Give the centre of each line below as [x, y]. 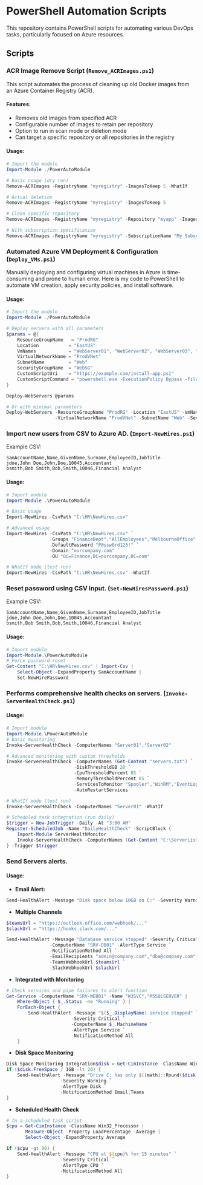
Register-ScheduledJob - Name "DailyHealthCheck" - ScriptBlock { [89, 829]
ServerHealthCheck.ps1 [40, 701]
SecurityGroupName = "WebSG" [55, 368]
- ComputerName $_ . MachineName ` [112, 1024]
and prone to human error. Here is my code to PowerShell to [110, 279]
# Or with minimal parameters [44, 407]
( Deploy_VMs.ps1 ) [31, 259]
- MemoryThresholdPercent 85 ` [111, 779]
